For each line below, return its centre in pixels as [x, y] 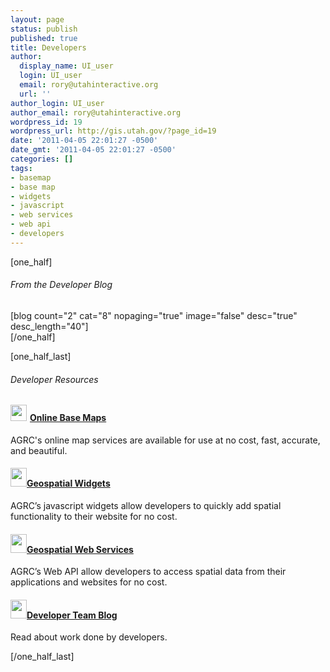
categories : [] [42, 159]
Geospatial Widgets [68, 483]
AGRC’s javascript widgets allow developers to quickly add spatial [146, 505]
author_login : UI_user [57, 103]
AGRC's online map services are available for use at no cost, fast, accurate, [165, 440]
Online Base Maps [68, 418]
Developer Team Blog [72, 615]
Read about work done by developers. [89, 637]
